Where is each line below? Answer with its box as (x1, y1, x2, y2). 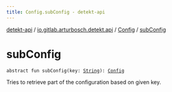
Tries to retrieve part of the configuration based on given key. (6, 78, 162, 86)
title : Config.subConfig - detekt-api (6, 9, 105, 15)
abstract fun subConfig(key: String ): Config (6, 67, 124, 74)
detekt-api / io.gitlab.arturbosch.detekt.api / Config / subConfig (6, 26, 166, 33)
